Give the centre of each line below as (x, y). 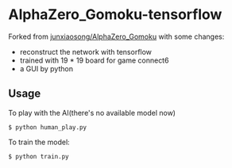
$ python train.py (39, 156)
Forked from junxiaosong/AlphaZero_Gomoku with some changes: (116, 36)
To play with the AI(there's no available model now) (92, 113)
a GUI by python (46, 68)
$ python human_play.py (48, 127)
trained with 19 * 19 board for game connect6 (94, 60)
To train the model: (39, 142)
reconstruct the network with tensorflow (86, 52)
